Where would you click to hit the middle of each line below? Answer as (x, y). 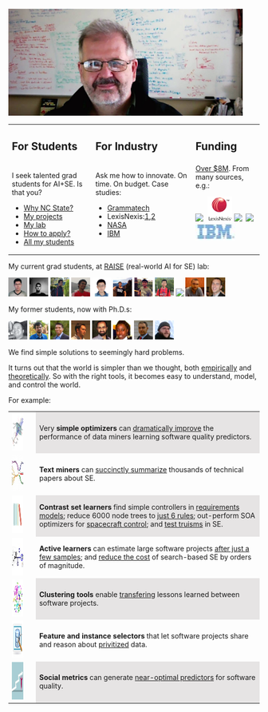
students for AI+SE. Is (47, 184)
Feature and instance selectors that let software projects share (144, 636)
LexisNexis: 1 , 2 (132, 216)
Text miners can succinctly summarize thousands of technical (141, 470)
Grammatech (128, 208)
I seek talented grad (44, 175)
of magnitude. (62, 566)
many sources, (219, 177)
